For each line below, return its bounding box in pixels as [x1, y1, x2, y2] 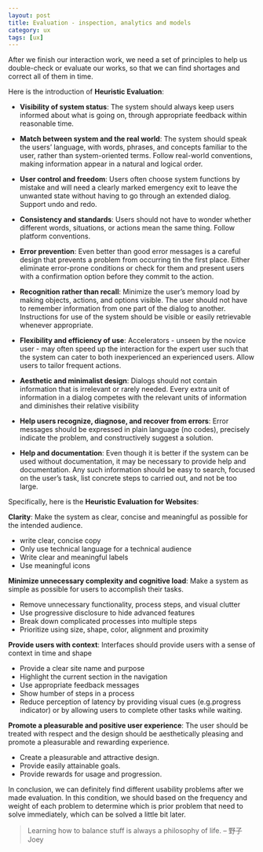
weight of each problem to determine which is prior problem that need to [8, 802, 243, 811]
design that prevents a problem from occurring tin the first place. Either [19, 255, 250, 264]
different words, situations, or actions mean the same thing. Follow [19, 223, 236, 233]
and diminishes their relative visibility [19, 401, 140, 411]
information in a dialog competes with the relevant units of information [19, 393, 247, 402]
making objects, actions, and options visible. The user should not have [19, 296, 248, 305]
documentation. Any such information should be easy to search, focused [19, 465, 255, 474]
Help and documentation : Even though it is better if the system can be [19, 448, 249, 458]
